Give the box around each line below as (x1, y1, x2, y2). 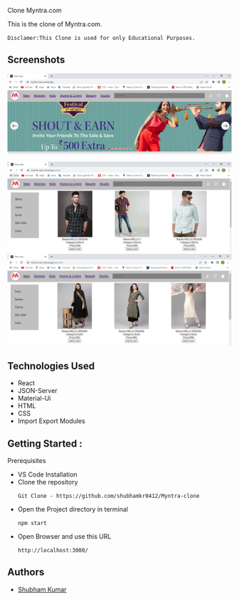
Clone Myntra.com (7, 6, 62, 14)
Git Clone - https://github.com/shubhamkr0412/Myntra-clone (17, 492, 200, 500)
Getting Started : (7, 437, 83, 449)
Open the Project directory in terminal (17, 505, 129, 514)
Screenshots (7, 54, 65, 66)
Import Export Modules (17, 417, 85, 425)
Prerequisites (7, 457, 46, 465)
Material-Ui (17, 394, 51, 402)
